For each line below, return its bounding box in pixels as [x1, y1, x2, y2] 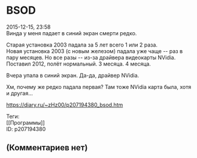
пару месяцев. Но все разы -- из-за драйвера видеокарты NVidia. [6, 54, 176, 61]
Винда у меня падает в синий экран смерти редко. [6, 29, 137, 36]
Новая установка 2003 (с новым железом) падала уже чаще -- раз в [6, 47, 183, 54]
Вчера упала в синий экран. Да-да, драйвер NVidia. [6, 72, 140, 79]
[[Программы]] [6, 119, 45, 126]
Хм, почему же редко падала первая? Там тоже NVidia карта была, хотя [6, 83, 192, 90]
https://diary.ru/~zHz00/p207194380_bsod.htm [6, 101, 123, 108]
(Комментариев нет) [6, 142, 88, 153]
